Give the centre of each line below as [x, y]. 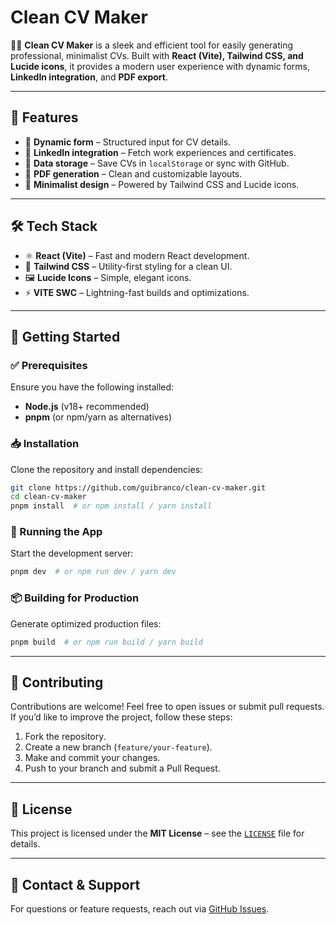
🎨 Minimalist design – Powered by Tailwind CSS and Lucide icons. [162, 184]
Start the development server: [72, 553]
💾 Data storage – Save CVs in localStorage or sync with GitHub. [157, 163]
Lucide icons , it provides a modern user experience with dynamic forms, [160, 66]
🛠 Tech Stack [54, 226]
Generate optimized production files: [86, 623]
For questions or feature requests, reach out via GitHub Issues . [140, 908]
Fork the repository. [65, 737]
